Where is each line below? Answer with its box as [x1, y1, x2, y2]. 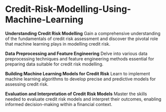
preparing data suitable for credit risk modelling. [5, 61, 104, 67]
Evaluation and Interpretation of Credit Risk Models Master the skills [5, 91, 147, 97]
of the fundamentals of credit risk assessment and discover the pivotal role [5, 36, 159, 42]
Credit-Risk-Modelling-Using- [5, 3, 131, 15]
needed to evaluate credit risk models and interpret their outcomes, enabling [5, 96, 162, 102]
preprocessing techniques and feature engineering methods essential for [5, 56, 155, 61]
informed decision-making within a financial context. [5, 101, 112, 107]
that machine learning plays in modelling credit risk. [5, 41, 111, 47]
